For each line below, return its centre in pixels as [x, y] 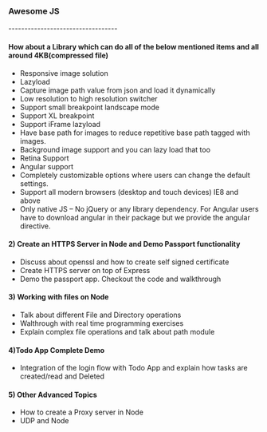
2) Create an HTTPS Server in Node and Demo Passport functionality [124, 244]
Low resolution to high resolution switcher [88, 98]
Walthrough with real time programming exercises [102, 323]
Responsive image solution [64, 73]
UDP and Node [44, 421]
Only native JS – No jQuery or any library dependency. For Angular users [139, 208]
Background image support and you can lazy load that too [115, 149]
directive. [35, 226]
